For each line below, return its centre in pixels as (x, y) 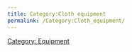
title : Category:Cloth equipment (57, 14)
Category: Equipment (38, 41)
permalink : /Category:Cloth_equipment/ (66, 21)
